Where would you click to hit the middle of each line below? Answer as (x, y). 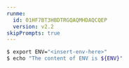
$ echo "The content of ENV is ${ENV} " (65, 59)
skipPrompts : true (33, 33)
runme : (16, 14)
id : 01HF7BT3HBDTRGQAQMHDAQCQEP (60, 20)
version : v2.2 (33, 26)
